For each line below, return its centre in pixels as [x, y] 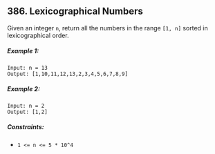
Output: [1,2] [28, 112]
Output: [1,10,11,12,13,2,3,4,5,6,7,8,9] [68, 74]
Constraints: [26, 127]
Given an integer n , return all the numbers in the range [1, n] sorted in [108, 28]
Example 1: [23, 51]
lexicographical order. [38, 35]
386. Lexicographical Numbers [75, 11]
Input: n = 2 [26, 106]
